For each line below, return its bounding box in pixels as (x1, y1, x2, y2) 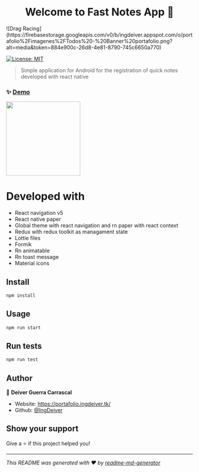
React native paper (14, 216, 61, 223)
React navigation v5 (14, 210, 63, 217)
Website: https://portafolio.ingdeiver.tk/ (14, 400, 111, 407)
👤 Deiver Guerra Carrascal (6, 389, 72, 396)
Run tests (6, 341, 42, 351)
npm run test (6, 357, 38, 363)
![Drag (6, 25, 22, 32)
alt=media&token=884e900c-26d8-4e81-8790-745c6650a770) (6, 44, 162, 51)
